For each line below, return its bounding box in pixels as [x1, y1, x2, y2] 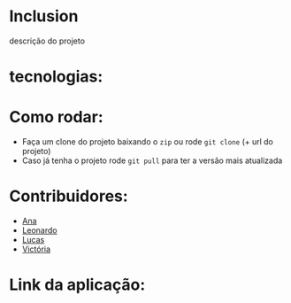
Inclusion [9, 6, 79, 27]
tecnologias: [9, 66, 103, 87]
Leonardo [21, 225, 57, 236]
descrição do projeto [9, 35, 86, 46]
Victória [21, 244, 51, 254]
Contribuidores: [9, 186, 128, 206]
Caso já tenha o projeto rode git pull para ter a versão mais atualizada [21, 155, 283, 166]
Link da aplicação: [9, 275, 146, 295]
